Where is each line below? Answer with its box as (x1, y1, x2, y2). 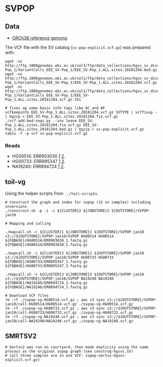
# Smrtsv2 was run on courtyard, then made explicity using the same (5, 345, 149, 350)
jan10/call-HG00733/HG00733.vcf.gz (5, 310, 77, 315)
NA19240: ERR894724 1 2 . (12, 163, 65, 170)
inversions (5, 204, 27, 209)
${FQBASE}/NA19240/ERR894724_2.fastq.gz (5, 285, 88, 290)
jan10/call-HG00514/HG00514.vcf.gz (5, 302, 77, 307)
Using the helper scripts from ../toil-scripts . (5, 191, 98, 196)
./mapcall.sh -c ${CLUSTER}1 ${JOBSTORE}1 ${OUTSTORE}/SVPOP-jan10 (5, 230, 145, 235)
